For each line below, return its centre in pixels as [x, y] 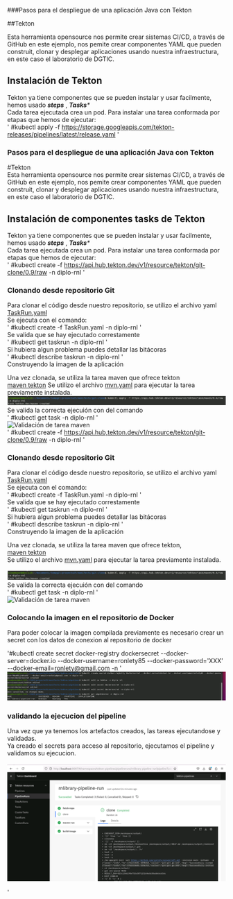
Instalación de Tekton [55, 81]
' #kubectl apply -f [34, 127]
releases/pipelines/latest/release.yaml [61, 134]
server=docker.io [32, 661]
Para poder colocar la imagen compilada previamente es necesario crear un [115, 633]
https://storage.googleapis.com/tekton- [118, 127]
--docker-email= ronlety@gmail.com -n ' [64, 668]
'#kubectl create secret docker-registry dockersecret [83, 653]
